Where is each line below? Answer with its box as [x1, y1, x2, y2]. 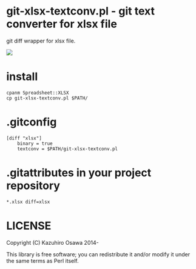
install [6, 70, 38, 84]
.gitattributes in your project [6, 166, 152, 179]
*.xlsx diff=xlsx [6, 199, 50, 205]
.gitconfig [6, 115, 57, 129]
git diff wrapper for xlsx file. [6, 37, 76, 44]
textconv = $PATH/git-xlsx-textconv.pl [17, 145, 118, 152]
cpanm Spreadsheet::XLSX [6, 90, 69, 96]
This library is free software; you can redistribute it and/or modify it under [6, 250, 191, 258]
